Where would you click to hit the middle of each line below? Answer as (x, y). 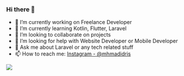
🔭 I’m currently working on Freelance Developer (73, 22)
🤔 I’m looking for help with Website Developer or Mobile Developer (96, 41)
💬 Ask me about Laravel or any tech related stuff (74, 47)
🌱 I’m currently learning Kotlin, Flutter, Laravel (71, 28)
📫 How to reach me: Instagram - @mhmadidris (73, 54)
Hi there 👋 (21, 9)
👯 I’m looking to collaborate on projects (63, 35)
